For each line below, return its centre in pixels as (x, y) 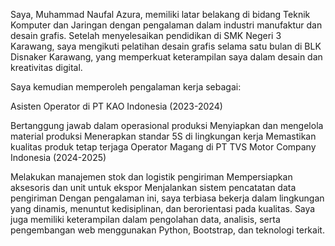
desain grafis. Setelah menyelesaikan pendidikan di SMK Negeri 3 (146, 35)
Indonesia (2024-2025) (58, 157)
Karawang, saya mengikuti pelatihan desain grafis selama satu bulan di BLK (166, 46)
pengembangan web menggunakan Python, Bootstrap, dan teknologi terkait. (167, 230)
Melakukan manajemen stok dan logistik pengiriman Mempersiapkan (151, 177)
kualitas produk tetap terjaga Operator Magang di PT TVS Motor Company (163, 147)
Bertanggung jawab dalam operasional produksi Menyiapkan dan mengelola (167, 125)
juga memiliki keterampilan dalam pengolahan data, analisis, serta (145, 219)
